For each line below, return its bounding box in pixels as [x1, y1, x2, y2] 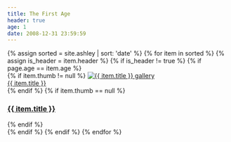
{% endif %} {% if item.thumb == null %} [7, 86, 126, 95]
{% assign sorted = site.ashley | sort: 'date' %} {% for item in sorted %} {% [7, 49, 225, 58]
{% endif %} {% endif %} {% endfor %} [7, 127, 122, 136]
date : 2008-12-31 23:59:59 [7, 30, 86, 37]
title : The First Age [7, 10, 71, 18]
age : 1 [7, 23, 27, 30]
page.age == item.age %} [7, 64, 82, 72]
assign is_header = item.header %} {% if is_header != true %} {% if [7, 57, 202, 65]
